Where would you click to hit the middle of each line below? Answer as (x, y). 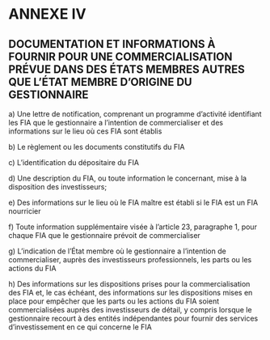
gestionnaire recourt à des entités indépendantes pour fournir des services (133, 318)
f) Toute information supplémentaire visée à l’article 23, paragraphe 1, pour (133, 227)
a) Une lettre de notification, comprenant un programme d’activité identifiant (135, 114)
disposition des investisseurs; (58, 187)
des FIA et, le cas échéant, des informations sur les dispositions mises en (131, 293)
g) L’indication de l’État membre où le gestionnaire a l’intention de (117, 251)
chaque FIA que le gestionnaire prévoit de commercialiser (104, 235)
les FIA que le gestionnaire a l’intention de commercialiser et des (116, 123)
